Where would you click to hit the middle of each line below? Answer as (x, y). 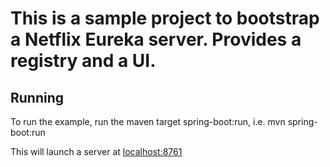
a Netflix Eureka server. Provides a (156, 39)
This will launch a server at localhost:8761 (96, 151)
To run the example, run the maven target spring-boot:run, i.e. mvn (148, 121)
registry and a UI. (83, 61)
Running (37, 97)
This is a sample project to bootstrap (165, 18)
